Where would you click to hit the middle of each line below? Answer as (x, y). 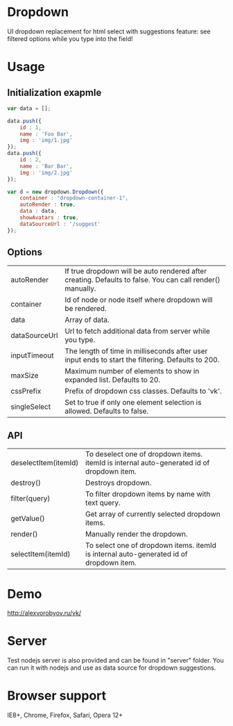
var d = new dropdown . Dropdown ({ (55, 192)
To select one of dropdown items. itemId (151, 545)
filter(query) (31, 499)
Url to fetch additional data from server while (137, 331)
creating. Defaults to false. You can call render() (143, 280)
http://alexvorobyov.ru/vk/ (44, 613)
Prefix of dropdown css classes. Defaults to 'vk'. (143, 391)
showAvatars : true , (49, 218)
